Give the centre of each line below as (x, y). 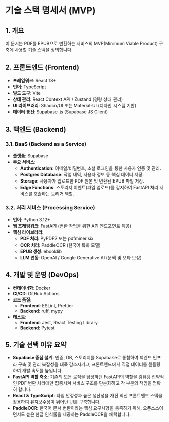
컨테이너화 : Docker (32, 288)
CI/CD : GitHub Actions (36, 293)
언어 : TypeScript (29, 87)
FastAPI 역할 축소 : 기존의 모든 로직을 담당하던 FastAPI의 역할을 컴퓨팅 (81, 377)
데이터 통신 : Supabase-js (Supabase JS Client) (60, 112)
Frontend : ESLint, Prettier (46, 305)
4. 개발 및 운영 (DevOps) (42, 275)
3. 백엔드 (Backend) (36, 129)
